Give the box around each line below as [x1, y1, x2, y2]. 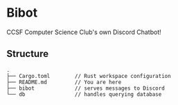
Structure [6, 48, 49, 60]
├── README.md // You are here [6, 79, 122, 86]
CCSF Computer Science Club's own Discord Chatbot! [6, 28, 162, 36]
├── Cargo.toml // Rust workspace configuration [6, 72, 171, 79]
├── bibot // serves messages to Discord [6, 85, 166, 92]
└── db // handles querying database [6, 90, 162, 98]
